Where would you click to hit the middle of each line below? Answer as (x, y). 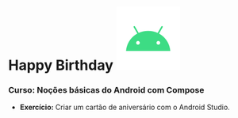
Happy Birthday (61, 65)
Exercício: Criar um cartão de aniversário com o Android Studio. (125, 107)
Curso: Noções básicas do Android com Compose (106, 90)
